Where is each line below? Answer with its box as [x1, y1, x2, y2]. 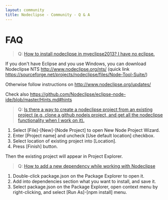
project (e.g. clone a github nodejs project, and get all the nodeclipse [17, 112, 163, 118]
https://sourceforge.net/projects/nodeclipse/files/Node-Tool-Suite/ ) [5, 72, 148, 78]
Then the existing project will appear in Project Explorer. [5, 153, 123, 159]
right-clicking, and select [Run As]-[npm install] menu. [12, 189, 127, 195]
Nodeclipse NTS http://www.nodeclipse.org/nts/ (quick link [5, 66, 130, 72]
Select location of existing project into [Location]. [12, 138, 116, 144]
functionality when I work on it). [17, 118, 85, 124]
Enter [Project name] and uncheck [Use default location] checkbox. [12, 133, 155, 139]
